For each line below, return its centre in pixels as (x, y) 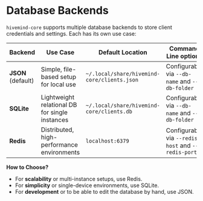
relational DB (59, 104)
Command (184, 48)
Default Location (123, 52)
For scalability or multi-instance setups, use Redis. (79, 179)
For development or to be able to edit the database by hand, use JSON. (105, 191)
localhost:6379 (107, 141)
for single (54, 112)
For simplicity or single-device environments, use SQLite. (87, 185)
